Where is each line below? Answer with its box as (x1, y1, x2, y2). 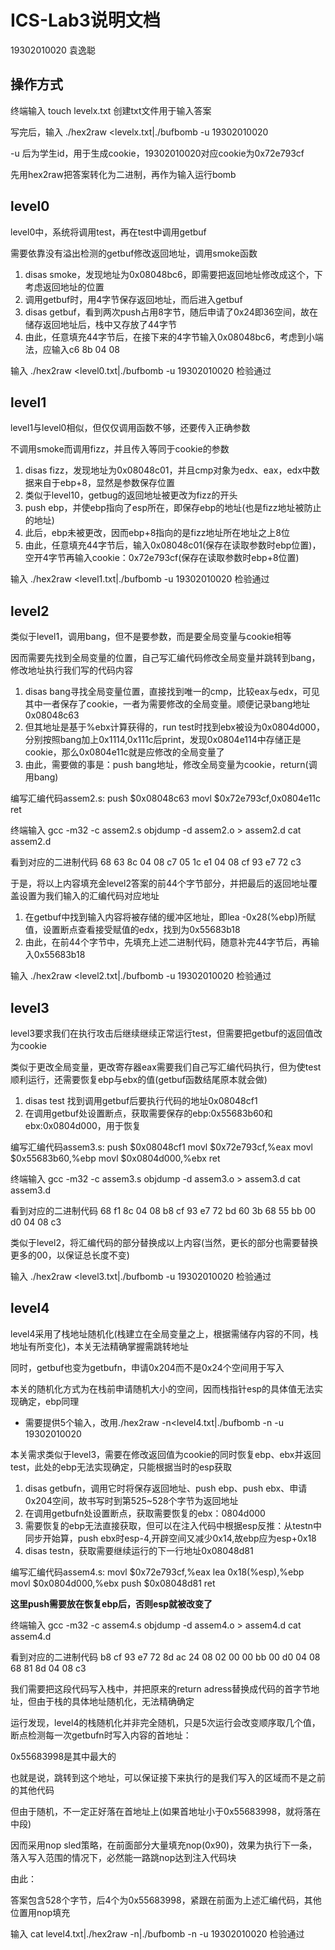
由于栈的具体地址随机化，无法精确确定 (36, 1695, 195, 1707)
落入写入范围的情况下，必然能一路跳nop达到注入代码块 (10, 1851, 237, 1863)
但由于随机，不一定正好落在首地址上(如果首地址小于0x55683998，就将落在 (10, 1805, 322, 1817)
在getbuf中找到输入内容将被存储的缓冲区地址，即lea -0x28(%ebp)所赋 (24, 911, 317, 923)
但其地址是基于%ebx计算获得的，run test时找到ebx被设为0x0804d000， (24, 721, 325, 733)
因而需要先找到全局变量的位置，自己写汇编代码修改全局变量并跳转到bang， (10, 652, 321, 664)
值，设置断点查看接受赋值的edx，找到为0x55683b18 (24, 924, 241, 936)
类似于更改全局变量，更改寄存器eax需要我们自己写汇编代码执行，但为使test (10, 1061, 322, 1073)
